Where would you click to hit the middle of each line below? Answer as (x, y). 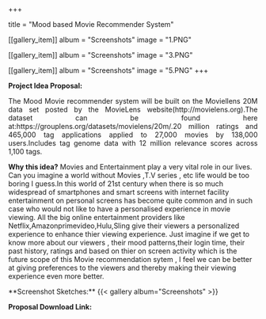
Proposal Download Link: (50, 307)
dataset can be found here (133, 118)
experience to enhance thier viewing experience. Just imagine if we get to (129, 234)
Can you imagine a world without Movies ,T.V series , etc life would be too (129, 175)
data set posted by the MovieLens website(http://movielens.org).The (133, 109)
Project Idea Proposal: (46, 85)
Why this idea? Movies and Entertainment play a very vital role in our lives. (130, 167)
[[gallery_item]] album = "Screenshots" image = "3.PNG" (101, 55)
